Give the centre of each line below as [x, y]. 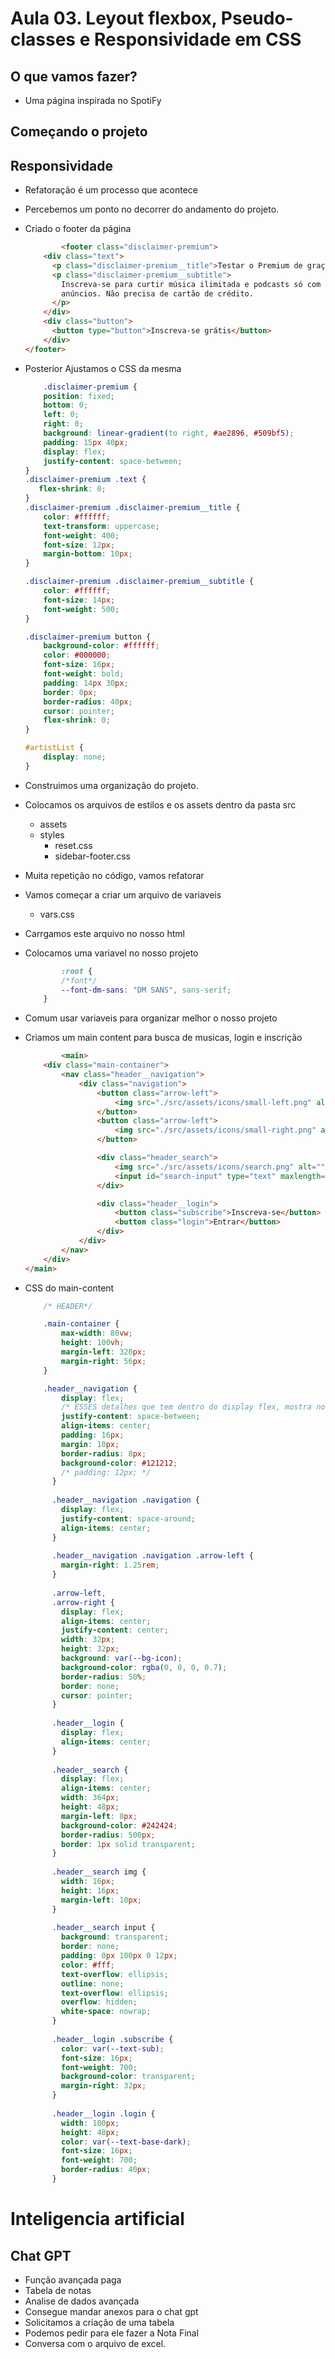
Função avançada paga [73, 2279]
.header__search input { [103, 1928]
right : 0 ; [63, 424]
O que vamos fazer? [74, 76]
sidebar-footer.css [93, 856]
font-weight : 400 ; [81, 535]
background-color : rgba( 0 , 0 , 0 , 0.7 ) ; [144, 1667]
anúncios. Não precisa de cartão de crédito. [157, 293]
